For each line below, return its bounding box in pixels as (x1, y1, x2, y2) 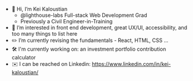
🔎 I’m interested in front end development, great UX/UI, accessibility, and (11, 24, 188, 31)
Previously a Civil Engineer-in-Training (20, 18, 113, 24)
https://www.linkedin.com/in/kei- (91, 61, 171, 67)
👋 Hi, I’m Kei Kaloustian (11, 6, 68, 12)
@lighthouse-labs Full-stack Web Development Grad (20, 12, 147, 19)
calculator (11, 54, 36, 61)
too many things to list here (11, 30, 78, 37)
